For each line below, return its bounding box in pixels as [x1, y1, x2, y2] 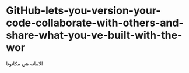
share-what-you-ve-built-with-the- [6, 29, 183, 42]
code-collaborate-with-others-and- [6, 16, 184, 30]
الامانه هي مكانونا [6, 60, 43, 67]
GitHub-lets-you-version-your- [6, 4, 161, 17]
